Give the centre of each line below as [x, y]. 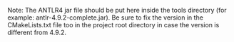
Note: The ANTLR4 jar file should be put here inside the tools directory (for [117, 10]
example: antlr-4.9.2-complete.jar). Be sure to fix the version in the [105, 17]
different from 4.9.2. [37, 32]
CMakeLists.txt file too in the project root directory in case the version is [113, 25]
